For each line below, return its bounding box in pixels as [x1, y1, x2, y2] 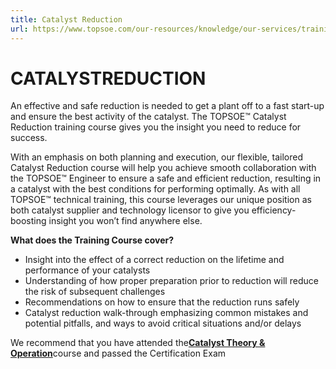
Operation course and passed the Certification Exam [10, 347, 227, 360]
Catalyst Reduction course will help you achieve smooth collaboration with [10, 162, 317, 174]
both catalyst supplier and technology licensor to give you [10, 204, 250, 216]
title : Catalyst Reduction [10, 14, 123, 25]
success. [10, 132, 48, 144]
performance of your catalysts [24, 264, 151, 276]
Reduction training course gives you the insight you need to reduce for [10, 121, 302, 133]
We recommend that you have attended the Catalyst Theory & [10, 337, 266, 349]
